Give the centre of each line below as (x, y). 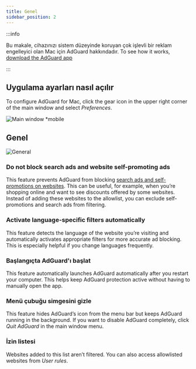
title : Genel (22, 11)
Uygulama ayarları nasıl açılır (60, 87)
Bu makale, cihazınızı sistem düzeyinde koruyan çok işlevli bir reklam (89, 45)
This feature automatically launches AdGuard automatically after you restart (97, 273)
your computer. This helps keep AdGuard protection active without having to (98, 280)
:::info (13, 33)
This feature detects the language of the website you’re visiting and (87, 233)
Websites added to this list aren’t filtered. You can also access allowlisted (94, 354)
